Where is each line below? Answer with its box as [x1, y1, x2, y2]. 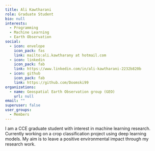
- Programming [9, 25, 38, 30]
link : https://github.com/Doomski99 [14, 80, 89, 85]
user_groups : [5, 107, 32, 113]
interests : [5, 21, 27, 26]
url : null [14, 94, 34, 99]
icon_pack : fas [14, 48, 45, 53]
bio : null [5, 16, 26, 21]
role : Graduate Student [5, 12, 54, 17]
